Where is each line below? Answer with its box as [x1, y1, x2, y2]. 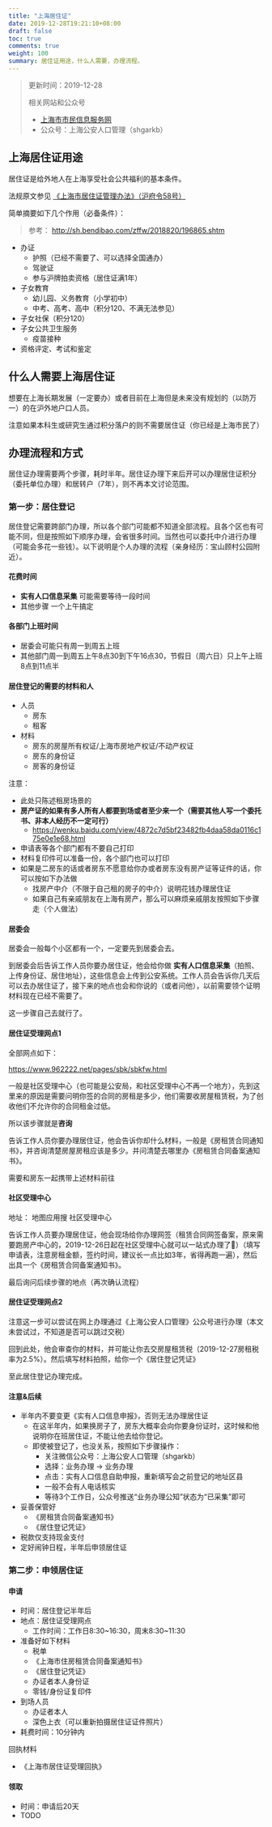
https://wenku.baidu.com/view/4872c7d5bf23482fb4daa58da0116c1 [32, 825, 261, 835]
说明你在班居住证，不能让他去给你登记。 [32, 1431, 168, 1441]
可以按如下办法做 [19, 873, 78, 883]
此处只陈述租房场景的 [19, 796, 91, 805]
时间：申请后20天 [19, 1801, 79, 1811]
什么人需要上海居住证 [8, 370, 115, 384]
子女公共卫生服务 [19, 323, 78, 333]
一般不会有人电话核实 [44, 1482, 116, 1492]
